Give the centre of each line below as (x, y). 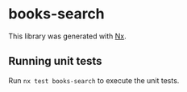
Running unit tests (55, 61)
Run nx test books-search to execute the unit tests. (94, 80)
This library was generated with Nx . (67, 36)
